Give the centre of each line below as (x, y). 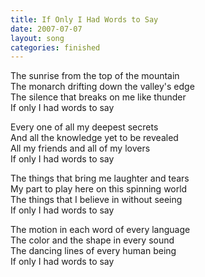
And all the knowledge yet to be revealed (94, 138)
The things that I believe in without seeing (96, 200)
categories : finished (55, 47)
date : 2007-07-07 (46, 29)
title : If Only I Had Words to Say (84, 19)
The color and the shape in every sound (92, 240)
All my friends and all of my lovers (80, 148)
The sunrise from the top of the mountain (95, 76)
